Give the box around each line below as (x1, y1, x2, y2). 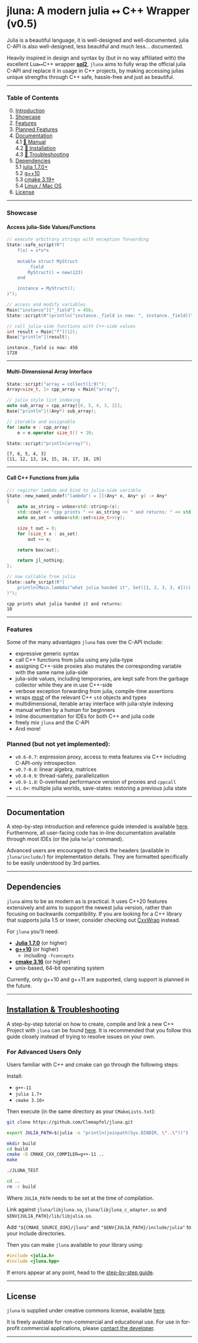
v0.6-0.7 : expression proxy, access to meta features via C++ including (15, 753, 187, 760)
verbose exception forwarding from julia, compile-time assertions (15, 687, 174, 694)
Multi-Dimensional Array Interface (6, 367, 93, 375)
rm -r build (6, 1184, 36, 1190)
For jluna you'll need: (6, 928, 59, 935)
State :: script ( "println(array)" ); (6, 441, 92, 446)
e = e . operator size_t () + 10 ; (17, 429, 94, 436)
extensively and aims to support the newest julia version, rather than (6, 904, 172, 911)
